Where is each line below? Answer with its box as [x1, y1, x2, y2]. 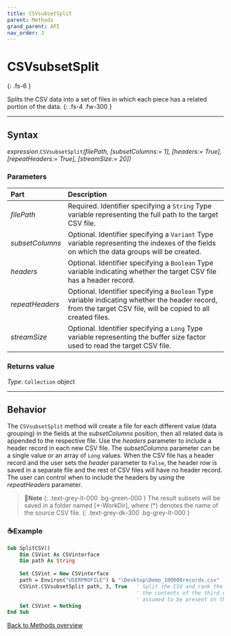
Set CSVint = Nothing [19, 602, 81, 609]
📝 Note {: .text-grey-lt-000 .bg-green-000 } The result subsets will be [23, 494, 221, 502]
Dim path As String [19, 557, 76, 564]
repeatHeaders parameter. [7, 481, 82, 489]
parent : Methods [7, 17, 54, 23]
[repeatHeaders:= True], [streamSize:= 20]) [7, 155, 132, 163]
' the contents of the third [136, 589, 220, 597]
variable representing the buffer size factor [67, 332, 206, 342]
